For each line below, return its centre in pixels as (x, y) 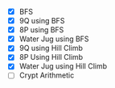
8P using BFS (41, 30)
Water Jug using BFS (54, 39)
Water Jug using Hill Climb (63, 66)
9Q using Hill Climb (51, 48)
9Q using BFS (42, 21)
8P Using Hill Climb (51, 57)
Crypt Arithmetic (47, 75)
